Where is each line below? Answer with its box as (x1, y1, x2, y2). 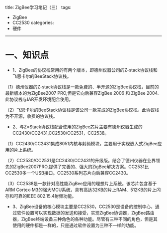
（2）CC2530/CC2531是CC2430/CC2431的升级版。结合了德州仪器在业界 (5, 157, 156, 163)
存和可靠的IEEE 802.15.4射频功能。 (5, 193, 77, 199)
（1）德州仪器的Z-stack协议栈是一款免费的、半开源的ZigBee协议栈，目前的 (5, 84, 159, 90)
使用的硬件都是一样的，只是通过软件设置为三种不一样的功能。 (12, 222, 139, 228)
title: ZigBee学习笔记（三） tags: (5, 4, 72, 10)
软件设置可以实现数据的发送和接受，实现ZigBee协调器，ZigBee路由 (16, 210, 155, 216)
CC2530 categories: (12, 19, 54, 25)
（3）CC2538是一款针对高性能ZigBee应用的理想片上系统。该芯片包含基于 (5, 180, 157, 186)
